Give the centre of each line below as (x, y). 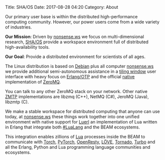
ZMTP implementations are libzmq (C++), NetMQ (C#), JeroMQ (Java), (77, 96)
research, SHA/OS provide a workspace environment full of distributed (77, 42)
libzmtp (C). (17, 102)
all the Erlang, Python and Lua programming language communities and (78, 147)
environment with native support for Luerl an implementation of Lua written (81, 122)
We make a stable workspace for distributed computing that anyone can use (82, 111)
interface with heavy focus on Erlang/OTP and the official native (70, 77)
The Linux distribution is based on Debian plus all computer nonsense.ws (79, 66)
